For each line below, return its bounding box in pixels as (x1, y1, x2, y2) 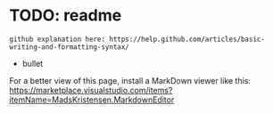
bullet (21, 58, 44, 69)
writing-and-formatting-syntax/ (9, 42, 129, 52)
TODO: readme (9, 5, 122, 26)
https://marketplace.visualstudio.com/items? (9, 85, 173, 95)
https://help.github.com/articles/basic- (108, 35, 266, 44)
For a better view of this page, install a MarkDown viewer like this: (9, 75, 252, 85)
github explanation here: (9, 35, 105, 44)
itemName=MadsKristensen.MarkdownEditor (9, 94, 175, 105)
